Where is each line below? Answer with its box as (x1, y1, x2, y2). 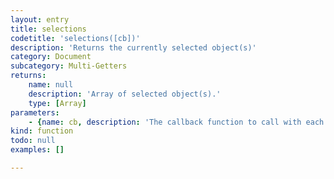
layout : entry (10, 14, 70, 25)
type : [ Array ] (28, 98, 87, 108)
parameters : (10, 107, 60, 118)
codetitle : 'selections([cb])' (10, 33, 141, 43)
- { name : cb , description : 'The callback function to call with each (28, 117, 325, 127)
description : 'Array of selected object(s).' (28, 89, 222, 99)
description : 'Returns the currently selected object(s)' (10, 42, 257, 53)
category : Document (10, 52, 92, 62)
